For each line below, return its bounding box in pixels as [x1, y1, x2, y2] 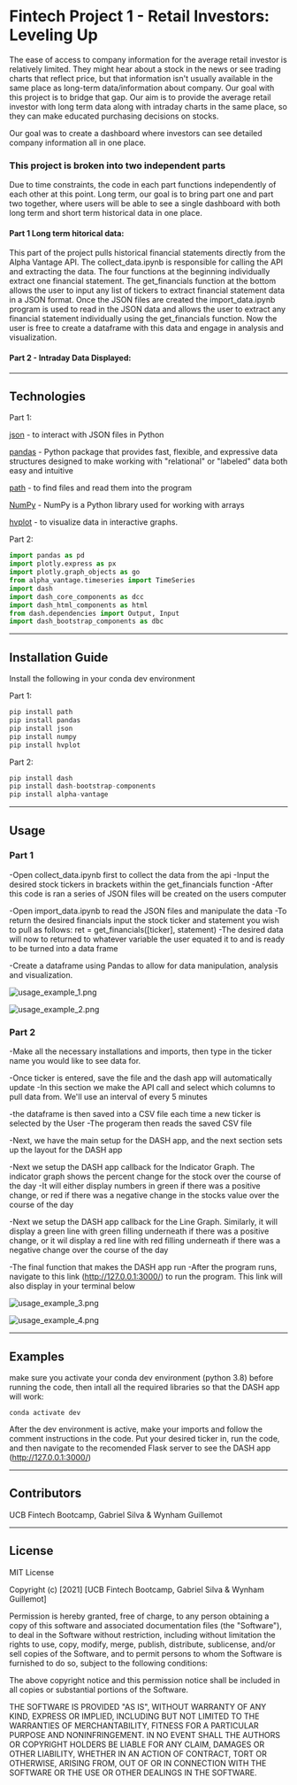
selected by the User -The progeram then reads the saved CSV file [9, 1118, 252, 1129]
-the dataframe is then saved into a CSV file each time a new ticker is [9, 1109, 261, 1119]
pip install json [9, 724, 73, 733]
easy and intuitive [9, 465, 73, 476]
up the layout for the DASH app [9, 1144, 123, 1156]
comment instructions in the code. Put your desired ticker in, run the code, [9, 1433, 280, 1443]
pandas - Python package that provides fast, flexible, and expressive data [9, 447, 278, 458]
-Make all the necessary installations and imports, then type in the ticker [9, 1046, 272, 1057]
